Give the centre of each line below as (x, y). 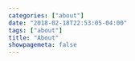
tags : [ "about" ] (35, 30)
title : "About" (34, 38)
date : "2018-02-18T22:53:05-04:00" (68, 23)
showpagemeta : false (43, 45)
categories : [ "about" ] (46, 15)
